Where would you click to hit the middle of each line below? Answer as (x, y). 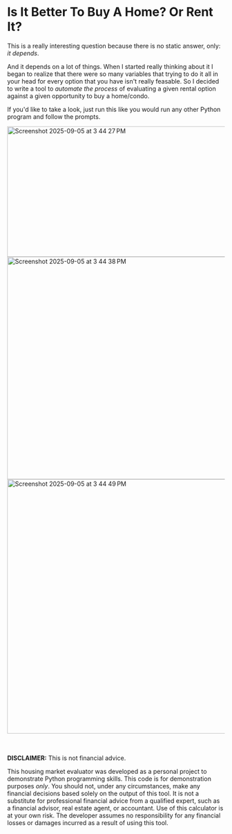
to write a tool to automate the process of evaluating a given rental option (112, 88)
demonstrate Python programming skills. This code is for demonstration (109, 779)
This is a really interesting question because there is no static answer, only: (114, 46)
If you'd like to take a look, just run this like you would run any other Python (114, 109)
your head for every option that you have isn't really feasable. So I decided (113, 81)
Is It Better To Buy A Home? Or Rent (110, 12)
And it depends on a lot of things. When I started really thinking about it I (110, 66)
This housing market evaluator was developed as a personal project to (107, 771)
